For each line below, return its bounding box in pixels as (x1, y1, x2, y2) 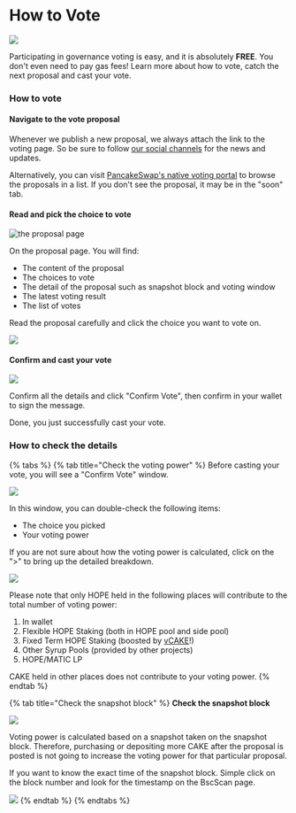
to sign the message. (9, 400, 86, 411)
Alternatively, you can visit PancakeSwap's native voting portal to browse (9, 170, 277, 181)
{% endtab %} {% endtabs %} (19, 794, 131, 806)
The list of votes (21, 300, 81, 311)
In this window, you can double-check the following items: (9, 502, 221, 514)
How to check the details (9, 439, 118, 452)
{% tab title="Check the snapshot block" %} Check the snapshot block (9, 697, 270, 708)
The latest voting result (21, 291, 106, 302)
